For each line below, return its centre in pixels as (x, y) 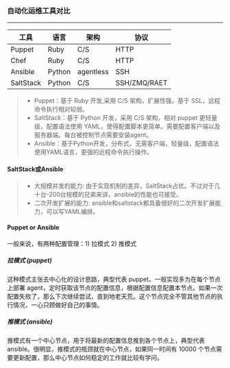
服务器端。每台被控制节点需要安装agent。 (93, 135)
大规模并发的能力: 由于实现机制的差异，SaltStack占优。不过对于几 (127, 186)
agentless (93, 72)
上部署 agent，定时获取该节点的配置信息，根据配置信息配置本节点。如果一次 (115, 287)
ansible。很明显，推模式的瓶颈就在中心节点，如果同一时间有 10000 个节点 (112, 349)
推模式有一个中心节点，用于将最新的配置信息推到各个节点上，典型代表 (106, 340)
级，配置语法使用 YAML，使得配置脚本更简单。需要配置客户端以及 (127, 126)
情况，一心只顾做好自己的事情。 (58, 305)
